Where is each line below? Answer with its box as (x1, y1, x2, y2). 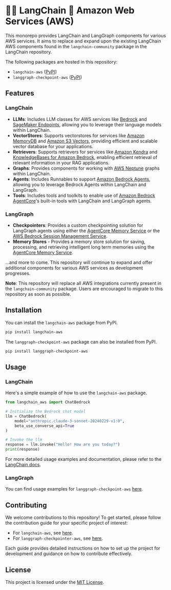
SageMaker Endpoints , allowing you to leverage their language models (12, 121, 162, 128)
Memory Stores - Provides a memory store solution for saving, (12, 238, 146, 245)
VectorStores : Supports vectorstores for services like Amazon (12, 132, 145, 138)
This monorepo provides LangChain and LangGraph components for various (5, 32, 166, 38)
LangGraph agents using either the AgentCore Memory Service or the (12, 228, 160, 234)
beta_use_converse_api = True (14, 423, 74, 429)
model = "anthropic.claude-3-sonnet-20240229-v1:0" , (14, 418, 125, 423)
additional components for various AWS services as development (5, 265, 143, 271)
